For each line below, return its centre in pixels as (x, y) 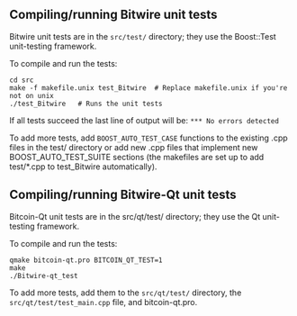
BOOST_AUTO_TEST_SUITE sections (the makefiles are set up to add (137, 157)
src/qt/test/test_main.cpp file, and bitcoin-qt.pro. (103, 302)
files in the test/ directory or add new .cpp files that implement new (134, 147)
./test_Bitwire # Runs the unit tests (86, 104)
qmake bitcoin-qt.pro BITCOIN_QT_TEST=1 (86, 260)
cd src (22, 80)
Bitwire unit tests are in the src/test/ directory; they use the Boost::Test (143, 36)
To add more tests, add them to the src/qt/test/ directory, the (126, 293)
